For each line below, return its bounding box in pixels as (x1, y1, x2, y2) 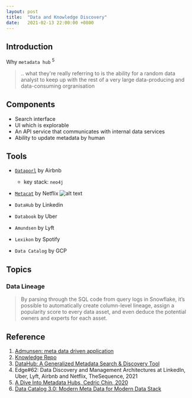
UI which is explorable (14, 121, 69, 129)
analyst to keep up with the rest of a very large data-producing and (20, 76, 185, 83)
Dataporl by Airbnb (14, 167, 62, 174)
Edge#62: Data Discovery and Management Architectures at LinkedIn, (14, 366, 185, 373)
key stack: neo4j (23, 178, 64, 185)
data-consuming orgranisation (20, 82, 95, 89)
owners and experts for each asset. (20, 314, 108, 322)
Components (6, 99, 55, 110)
